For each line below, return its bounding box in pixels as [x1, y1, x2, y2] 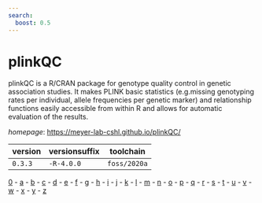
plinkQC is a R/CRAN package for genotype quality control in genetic [8, 79, 232, 88]
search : [8, 11, 34, 20]
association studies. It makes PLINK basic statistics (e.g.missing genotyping [8, 87, 254, 97]
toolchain [109, 146, 146, 157]
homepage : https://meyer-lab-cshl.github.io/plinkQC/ [8, 127, 181, 137]
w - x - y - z [8, 186, 47, 195]
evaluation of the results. [8, 112, 89, 122]
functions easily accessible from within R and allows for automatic [8, 104, 223, 113]
